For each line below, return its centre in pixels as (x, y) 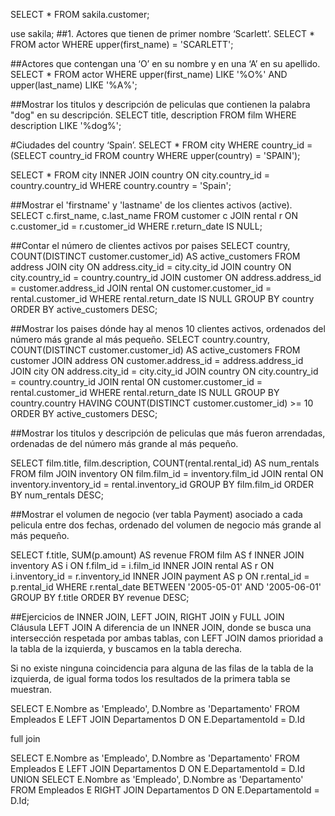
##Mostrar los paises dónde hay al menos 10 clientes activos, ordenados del (168, 328)
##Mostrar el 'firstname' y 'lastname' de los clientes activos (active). (151, 205)
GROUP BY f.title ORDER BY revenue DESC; (100, 597)
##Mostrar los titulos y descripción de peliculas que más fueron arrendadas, (168, 433)
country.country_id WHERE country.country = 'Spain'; (121, 185)
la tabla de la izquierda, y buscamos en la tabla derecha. (126, 648)
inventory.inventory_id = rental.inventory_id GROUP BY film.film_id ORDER (162, 484)
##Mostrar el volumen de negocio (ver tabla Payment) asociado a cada (156, 514)
